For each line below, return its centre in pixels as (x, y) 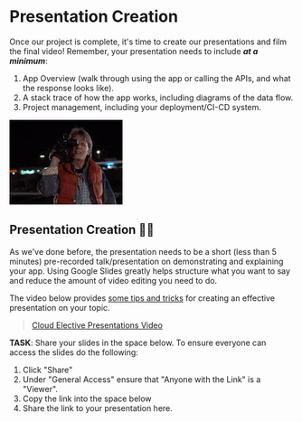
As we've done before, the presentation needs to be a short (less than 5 (143, 251)
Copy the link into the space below (87, 399)
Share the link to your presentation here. (98, 408)
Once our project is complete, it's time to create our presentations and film (148, 42)
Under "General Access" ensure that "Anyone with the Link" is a (142, 379)
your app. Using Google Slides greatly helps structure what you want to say (150, 271)
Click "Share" (47, 370)
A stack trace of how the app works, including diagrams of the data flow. (158, 98)
